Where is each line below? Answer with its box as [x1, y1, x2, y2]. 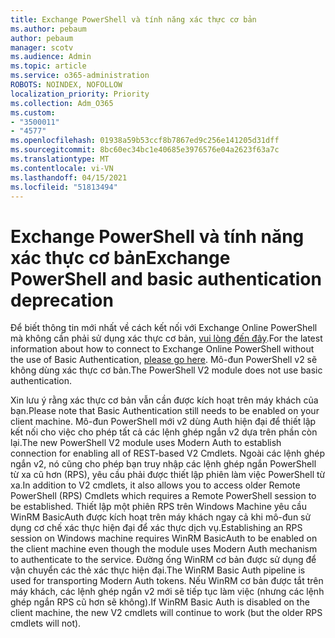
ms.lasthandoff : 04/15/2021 [10, 172, 128, 183]
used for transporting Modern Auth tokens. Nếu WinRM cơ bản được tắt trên [10, 575, 324, 587]
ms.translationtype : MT [10, 154, 110, 164]
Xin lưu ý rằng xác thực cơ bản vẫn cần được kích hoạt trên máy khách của [10, 394, 319, 406]
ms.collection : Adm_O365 [10, 98, 114, 108]
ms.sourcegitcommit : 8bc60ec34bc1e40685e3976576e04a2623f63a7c [10, 145, 280, 155]
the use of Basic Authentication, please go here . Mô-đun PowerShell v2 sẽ [10, 354, 318, 366]
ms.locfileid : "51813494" [10, 182, 118, 192]
